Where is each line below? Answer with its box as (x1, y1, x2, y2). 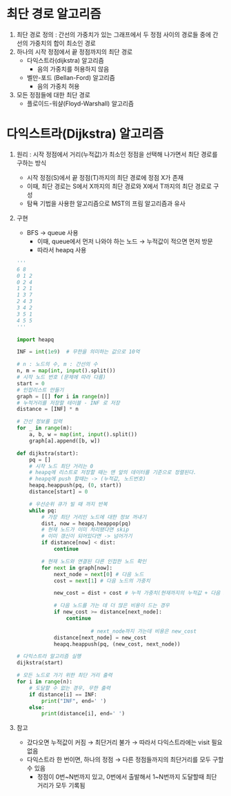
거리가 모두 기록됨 (37, 782, 86, 790)
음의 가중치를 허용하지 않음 (37, 65, 110, 73)
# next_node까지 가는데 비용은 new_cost (90, 628, 197, 635)
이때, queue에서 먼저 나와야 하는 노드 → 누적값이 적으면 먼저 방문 (37, 237, 213, 245)
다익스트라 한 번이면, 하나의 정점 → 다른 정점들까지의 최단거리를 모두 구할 (26, 755, 224, 764)
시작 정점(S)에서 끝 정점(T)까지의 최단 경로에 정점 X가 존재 (26, 173, 184, 181)
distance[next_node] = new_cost (53, 634, 147, 641)
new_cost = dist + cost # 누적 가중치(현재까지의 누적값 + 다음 (53, 590, 221, 597)
